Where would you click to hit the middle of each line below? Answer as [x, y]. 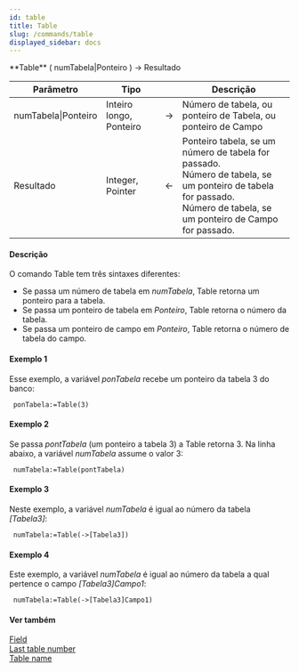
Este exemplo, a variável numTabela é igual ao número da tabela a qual [139, 574]
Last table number [43, 649]
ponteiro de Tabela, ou [229, 116]
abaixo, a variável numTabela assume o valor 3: [97, 453]
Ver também [32, 619]
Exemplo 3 [29, 490]
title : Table [33, 26]
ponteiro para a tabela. [64, 301]
